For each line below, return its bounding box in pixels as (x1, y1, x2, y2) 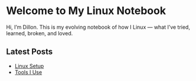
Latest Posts (6, 47, 53, 57)
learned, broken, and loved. (6, 29, 73, 36)
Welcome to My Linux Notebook (6, 4, 166, 18)
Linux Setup (14, 62, 44, 69)
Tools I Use (14, 69, 43, 76)
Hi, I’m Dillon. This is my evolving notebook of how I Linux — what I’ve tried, (6, 23, 191, 31)
